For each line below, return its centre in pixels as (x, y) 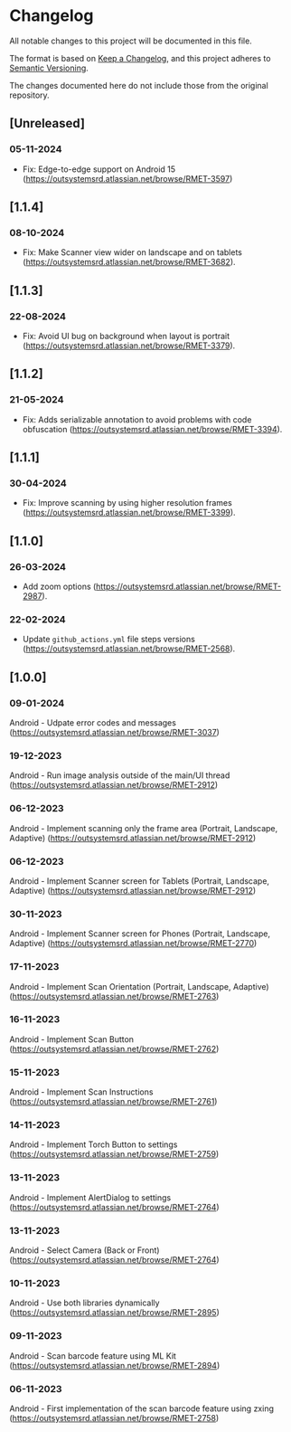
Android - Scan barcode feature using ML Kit (93, 1356)
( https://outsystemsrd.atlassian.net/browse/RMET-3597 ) (127, 178)
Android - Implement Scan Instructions (81, 1092)
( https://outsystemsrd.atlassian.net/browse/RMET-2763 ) (114, 996)
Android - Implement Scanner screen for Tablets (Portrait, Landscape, (139, 881)
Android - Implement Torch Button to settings (94, 1144)
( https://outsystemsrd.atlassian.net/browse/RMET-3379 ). (129, 346)
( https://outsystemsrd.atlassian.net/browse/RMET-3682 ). (129, 262)
